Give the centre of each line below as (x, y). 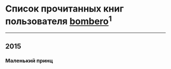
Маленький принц (29, 60)
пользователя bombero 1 (59, 20)
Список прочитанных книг (65, 9)
